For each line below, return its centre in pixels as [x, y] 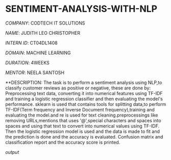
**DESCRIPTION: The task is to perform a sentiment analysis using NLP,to [84, 82]
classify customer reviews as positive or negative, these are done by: [78, 88]
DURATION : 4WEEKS [27, 62]
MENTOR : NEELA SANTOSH [35, 73]
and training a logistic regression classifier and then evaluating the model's [84, 99]
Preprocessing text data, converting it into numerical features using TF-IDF [84, 93]
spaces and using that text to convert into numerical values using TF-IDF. [82, 126]
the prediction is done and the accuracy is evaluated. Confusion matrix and [84, 136]
